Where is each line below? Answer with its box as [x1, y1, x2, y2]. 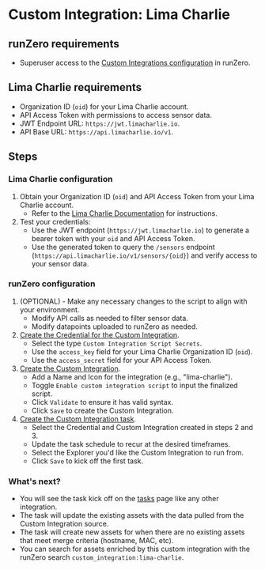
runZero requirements [8, 37, 120, 51]
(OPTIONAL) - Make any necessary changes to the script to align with [19, 296, 248, 306]
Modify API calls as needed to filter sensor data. [31, 313, 188, 323]
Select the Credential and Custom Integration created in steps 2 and [31, 422, 253, 432]
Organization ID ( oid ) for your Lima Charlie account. [19, 101, 189, 111]
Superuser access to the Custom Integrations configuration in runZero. [19, 58, 251, 67]
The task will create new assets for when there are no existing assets [19, 527, 245, 537]
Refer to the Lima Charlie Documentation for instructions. [31, 208, 218, 218]
